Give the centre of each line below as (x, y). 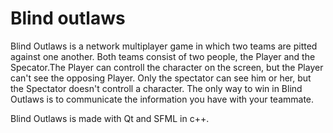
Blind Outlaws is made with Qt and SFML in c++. (110, 118)
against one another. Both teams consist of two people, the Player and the (163, 56)
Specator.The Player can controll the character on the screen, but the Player (167, 67)
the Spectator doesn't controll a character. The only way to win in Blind (156, 88)
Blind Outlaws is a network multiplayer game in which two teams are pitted (164, 46)
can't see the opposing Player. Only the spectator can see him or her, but (161, 78)
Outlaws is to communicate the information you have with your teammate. (162, 99)
